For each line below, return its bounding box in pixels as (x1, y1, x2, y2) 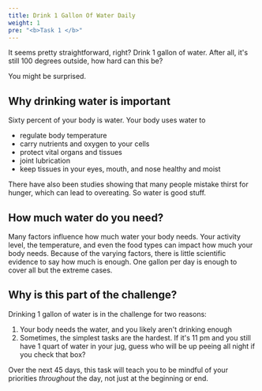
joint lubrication (19, 156, 71, 166)
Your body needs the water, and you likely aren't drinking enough (19, 325, 233, 334)
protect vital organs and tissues (19, 148, 122, 157)
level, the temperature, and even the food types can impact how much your (8, 240, 253, 250)
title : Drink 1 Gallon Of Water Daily (8, 11, 136, 20)
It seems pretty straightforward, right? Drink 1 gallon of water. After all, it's (8, 48, 249, 58)
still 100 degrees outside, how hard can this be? (8, 56, 163, 66)
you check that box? (19, 349, 86, 359)
